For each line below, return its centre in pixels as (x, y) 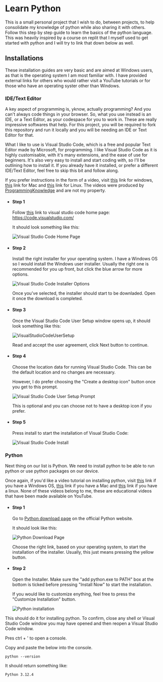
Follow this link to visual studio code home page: (61, 212)
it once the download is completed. (47, 299)
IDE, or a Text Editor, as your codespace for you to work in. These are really (81, 119)
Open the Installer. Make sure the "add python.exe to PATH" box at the (83, 579)
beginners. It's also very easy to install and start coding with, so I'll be (75, 160)
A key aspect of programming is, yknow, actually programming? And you (78, 109)
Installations (24, 59)
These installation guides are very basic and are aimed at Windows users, (79, 70)
